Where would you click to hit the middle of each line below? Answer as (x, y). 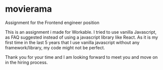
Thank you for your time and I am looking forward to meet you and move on (81, 57)
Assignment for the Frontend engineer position (52, 23)
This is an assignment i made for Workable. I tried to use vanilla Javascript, (81, 32)
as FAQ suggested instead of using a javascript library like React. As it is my (81, 37)
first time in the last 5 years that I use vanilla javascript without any (72, 42)
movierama (29, 9)
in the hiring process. (27, 62)
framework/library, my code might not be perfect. (55, 47)
